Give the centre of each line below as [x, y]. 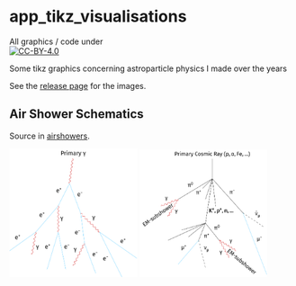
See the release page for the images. [78, 85]
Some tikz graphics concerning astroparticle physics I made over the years [148, 68]
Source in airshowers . [49, 136]
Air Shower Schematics [76, 114]
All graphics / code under [56, 41]
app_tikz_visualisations [98, 17]
